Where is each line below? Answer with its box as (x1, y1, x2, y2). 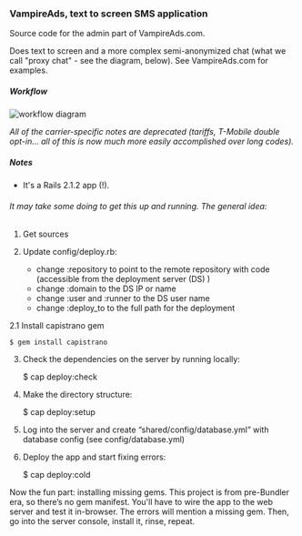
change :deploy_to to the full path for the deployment (35, 303, 236, 314)
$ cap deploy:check (22, 371, 98, 382)
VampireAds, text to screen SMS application (9, 7, 208, 20)
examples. (9, 65, 48, 76)
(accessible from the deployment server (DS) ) (35, 274, 211, 285)
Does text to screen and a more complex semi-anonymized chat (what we (9, 46, 287, 56)
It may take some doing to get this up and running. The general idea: (9, 200, 267, 211)
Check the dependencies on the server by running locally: (22, 354, 241, 365)
